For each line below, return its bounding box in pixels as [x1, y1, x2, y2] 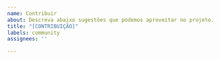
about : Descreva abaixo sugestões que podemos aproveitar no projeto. [7, 16, 214, 23]
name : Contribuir [7, 10, 57, 17]
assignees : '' [7, 36, 48, 43]
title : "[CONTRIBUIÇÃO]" [7, 23, 79, 29]
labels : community [7, 29, 60, 36]
